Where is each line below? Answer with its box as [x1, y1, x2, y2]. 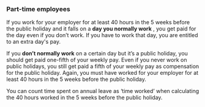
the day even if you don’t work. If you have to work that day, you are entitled [6, 32, 198, 39]
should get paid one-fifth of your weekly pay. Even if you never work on [6, 57, 187, 64]
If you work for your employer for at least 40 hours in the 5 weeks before [6, 19, 190, 26]
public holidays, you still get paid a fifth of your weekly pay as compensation [6, 63, 199, 70]
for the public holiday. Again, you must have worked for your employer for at [6, 69, 199, 77]
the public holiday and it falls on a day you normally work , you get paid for [6, 25, 196, 32]
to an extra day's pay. [6, 38, 61, 46]
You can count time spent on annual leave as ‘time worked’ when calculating [6, 88, 199, 95]
